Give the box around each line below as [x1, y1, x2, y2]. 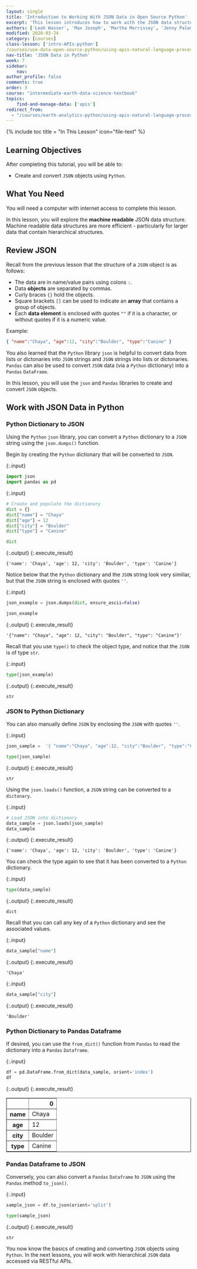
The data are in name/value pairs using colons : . [14, 278, 133, 285]
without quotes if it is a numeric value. [14, 316, 107, 323]
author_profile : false [6, 74, 62, 80]
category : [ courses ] [6, 36, 57, 42]
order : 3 [6, 85, 28, 91]
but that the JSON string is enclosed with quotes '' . [6, 577, 128, 584]
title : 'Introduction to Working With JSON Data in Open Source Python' [6, 14, 188, 20]
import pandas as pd [6, 479, 57, 485]
